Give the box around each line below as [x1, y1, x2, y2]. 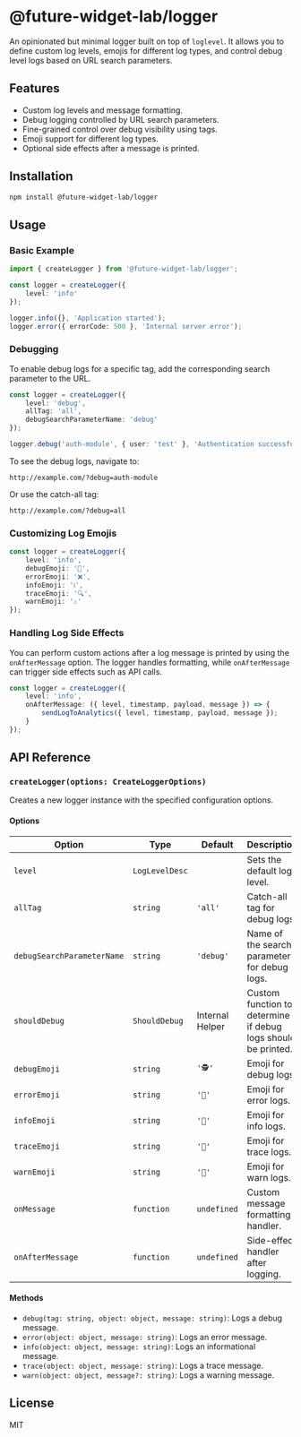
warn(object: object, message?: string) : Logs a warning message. [21, 1369, 275, 1381]
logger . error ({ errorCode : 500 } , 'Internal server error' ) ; [9, 322, 243, 331]
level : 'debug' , [25, 399, 87, 408]
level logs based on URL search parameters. [9, 55, 173, 65]
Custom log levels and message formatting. [21, 105, 184, 116]
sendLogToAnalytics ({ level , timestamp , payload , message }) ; [41, 709, 279, 718]
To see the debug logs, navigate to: [9, 455, 140, 467]
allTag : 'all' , [25, 407, 82, 416]
